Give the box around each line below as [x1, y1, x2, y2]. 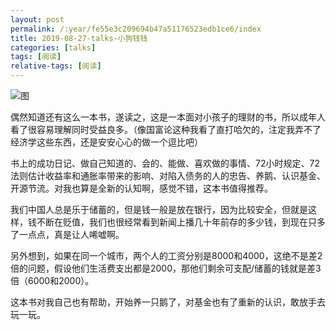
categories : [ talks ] [10, 42, 97, 53]
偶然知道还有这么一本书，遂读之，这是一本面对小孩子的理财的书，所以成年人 [10, 111, 326, 123]
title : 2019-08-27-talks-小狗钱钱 [10, 33, 148, 43]
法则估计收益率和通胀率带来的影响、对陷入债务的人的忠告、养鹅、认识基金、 [10, 170, 326, 181]
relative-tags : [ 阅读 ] [10, 61, 102, 71]
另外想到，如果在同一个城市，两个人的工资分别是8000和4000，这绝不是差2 [10, 250, 323, 261]
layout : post [10, 14, 65, 25]
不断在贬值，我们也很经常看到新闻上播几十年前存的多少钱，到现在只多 [36, 216, 326, 228]
